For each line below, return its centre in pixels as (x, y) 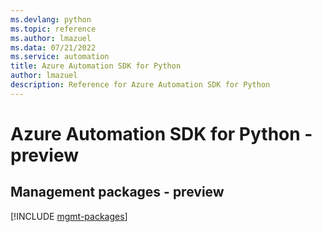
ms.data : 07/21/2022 (53, 47)
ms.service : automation (60, 57)
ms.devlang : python (51, 19)
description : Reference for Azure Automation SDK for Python (140, 85)
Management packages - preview (117, 192)
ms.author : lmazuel (51, 38)
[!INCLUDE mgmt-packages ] (69, 216)
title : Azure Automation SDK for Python (96, 66)
